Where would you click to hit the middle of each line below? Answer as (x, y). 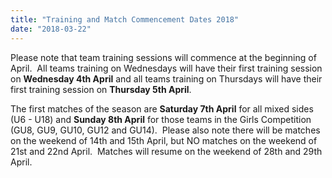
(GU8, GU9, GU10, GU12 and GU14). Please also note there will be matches (165, 130)
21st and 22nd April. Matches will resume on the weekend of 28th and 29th (166, 151)
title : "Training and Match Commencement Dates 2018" (125, 19)
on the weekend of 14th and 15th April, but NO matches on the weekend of (164, 140)
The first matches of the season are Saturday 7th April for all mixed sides (162, 108)
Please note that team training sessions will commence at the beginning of (163, 57)
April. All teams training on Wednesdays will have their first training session (166, 68)
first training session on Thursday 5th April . (101, 89)
